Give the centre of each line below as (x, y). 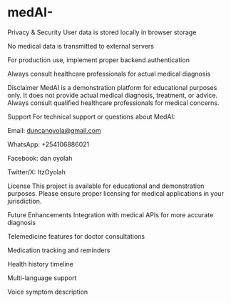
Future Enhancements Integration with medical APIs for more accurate (111, 214)
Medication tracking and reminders (59, 250)
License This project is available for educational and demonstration (106, 186)
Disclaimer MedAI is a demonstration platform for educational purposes (112, 87)
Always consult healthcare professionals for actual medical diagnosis (109, 74)
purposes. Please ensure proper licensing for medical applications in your (116, 193)
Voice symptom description (48, 292)
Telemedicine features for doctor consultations (76, 236)
